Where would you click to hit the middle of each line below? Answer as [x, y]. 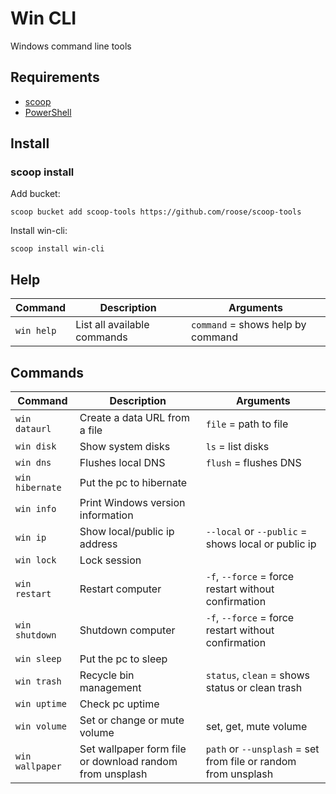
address [98, 544]
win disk [36, 446]
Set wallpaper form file [133, 749]
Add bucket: [35, 194]
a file [91, 430]
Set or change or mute [132, 720]
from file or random [251, 762]
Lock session [110, 560]
